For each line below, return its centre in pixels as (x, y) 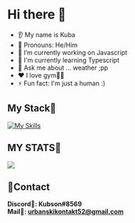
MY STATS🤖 (34, 148)
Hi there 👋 (37, 15)
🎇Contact (29, 187)
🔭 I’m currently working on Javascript (72, 52)
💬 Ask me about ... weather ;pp (63, 68)
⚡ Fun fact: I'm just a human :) (61, 83)
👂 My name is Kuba (47, 34)
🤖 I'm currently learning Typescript (68, 60)
